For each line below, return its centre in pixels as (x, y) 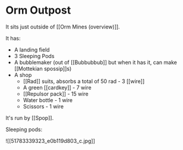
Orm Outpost (38, 10)
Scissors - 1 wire (43, 106)
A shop (23, 75)
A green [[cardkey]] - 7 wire (57, 87)
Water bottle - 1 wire (48, 100)
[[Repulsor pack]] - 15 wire (56, 94)
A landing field (32, 50)
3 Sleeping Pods (34, 56)
